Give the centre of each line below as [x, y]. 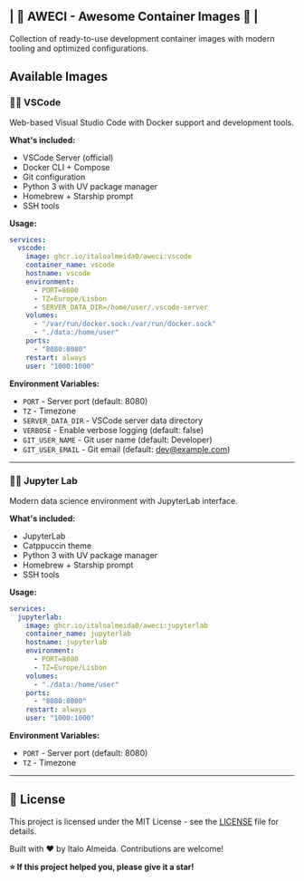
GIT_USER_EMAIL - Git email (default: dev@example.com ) [126, 449]
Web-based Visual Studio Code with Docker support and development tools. [152, 122]
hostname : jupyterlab [66, 643]
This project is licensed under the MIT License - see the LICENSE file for [144, 821]
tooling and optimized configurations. [79, 48]
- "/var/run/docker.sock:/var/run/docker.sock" [125, 324]
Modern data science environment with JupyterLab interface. [123, 500]
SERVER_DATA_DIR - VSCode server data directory [113, 420]
